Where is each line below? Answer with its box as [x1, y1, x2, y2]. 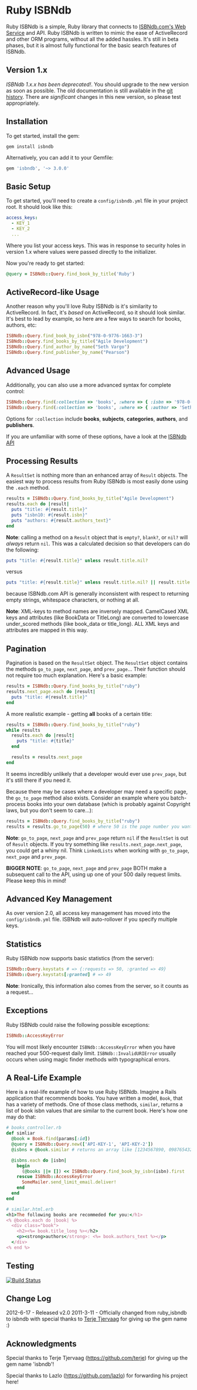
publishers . [6, 422, 35, 429]
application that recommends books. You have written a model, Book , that [6, 1094, 183, 1102]
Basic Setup [6, 181, 51, 191]
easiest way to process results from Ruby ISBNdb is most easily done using [6, 478, 189, 485]
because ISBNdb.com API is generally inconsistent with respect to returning [6, 590, 189, 598]
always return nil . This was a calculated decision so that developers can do [6, 540, 191, 547]
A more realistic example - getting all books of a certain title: [6, 710, 152, 717]
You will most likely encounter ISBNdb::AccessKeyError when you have [6, 1043, 176, 1050]
